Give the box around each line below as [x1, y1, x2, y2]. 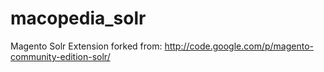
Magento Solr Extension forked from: [10, 40, 163, 52]
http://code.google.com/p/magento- [164, 40, 315, 52]
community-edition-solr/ [10, 50, 111, 62]
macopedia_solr [10, 7, 147, 30]
